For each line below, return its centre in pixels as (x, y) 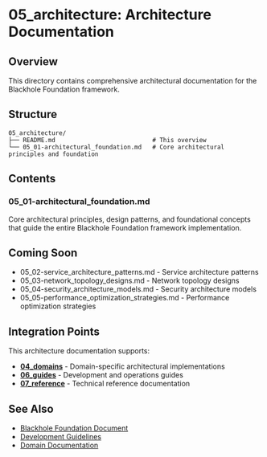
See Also (31, 408)
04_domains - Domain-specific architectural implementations (122, 366)
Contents (32, 179)
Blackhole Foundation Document (74, 428)
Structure (33, 114)
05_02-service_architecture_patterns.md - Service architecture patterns (139, 272)
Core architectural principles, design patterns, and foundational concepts (129, 219)
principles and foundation (53, 154)
